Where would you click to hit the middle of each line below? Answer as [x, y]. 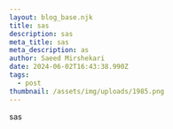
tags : [19, 75]
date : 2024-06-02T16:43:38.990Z [69, 67]
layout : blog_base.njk [51, 17]
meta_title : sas [39, 42]
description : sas [41, 34]
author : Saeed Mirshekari [57, 58]
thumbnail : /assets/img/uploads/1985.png [87, 91]
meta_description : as [49, 50]
